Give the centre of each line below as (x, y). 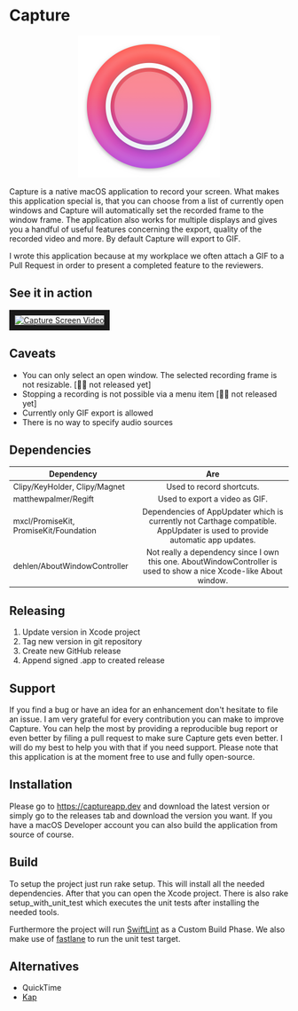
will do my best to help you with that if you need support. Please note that (144, 747)
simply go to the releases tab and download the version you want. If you (141, 815)
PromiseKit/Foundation (55, 530)
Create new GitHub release (71, 651)
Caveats (32, 354)
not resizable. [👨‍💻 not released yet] (86, 384)
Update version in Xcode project (81, 632)
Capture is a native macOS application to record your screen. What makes (144, 191)
